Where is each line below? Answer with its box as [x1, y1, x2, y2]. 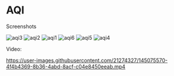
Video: [6, 45, 22, 53]
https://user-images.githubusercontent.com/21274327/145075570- [6, 57, 168, 64]
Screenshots [6, 23, 37, 30]
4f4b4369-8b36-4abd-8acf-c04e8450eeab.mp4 [6, 63, 126, 70]
